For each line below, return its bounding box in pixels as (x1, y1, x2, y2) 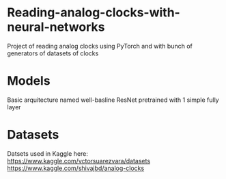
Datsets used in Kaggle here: (7, 149, 89, 158)
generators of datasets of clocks (7, 49, 99, 57)
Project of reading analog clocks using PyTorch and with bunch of (7, 42, 193, 50)
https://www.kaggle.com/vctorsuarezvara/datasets (7, 156, 151, 165)
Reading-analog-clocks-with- (7, 5, 181, 20)
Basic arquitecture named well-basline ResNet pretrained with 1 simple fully (7, 96, 220, 104)
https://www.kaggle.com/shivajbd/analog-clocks (7, 164, 145, 172)
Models (7, 73, 51, 89)
